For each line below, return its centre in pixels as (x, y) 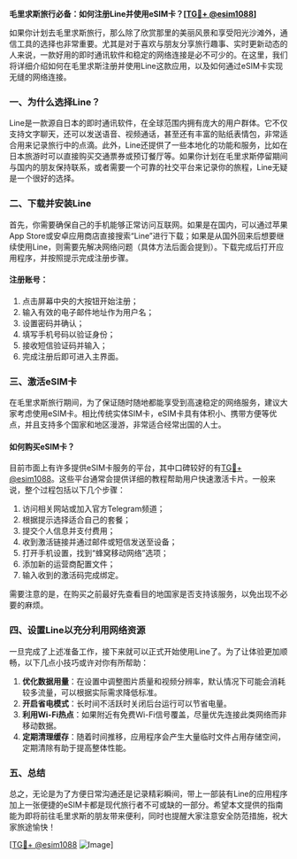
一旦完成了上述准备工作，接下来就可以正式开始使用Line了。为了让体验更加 (145, 651)
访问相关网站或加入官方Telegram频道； (93, 509)
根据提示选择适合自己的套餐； (76, 520)
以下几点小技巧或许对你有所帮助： (86, 662)
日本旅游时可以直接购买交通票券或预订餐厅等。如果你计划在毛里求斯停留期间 (148, 156)
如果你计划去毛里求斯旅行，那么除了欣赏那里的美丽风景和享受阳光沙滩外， (145, 33)
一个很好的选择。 (48, 178)
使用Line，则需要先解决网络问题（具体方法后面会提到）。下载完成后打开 (146, 246)
